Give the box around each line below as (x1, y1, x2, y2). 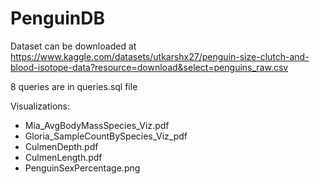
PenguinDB (10, 7, 105, 30)
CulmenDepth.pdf (24, 140, 99, 152)
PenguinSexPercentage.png (24, 162, 141, 174)
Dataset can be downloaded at (10, 40, 137, 52)
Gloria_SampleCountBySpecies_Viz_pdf (24, 130, 188, 142)
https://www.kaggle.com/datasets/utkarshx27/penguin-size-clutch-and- (10, 50, 310, 62)
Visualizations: (10, 100, 71, 112)
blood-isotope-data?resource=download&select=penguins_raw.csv (10, 61, 289, 73)
